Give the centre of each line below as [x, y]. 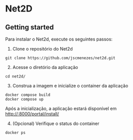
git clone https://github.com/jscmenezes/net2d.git [60, 58]
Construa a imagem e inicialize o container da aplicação [70, 86]
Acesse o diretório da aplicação [45, 67]
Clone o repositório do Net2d [42, 49]
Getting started [30, 27]
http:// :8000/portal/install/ [32, 114]
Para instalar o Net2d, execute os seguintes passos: [59, 39]
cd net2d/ [16, 76]
